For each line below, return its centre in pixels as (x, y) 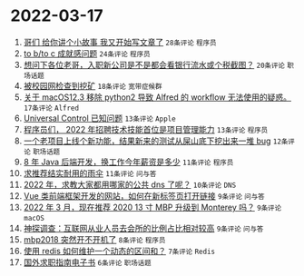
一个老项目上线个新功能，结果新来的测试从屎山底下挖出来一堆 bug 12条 (156, 141)
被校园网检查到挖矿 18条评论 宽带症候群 (93, 85)
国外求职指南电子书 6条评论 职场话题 (88, 262)
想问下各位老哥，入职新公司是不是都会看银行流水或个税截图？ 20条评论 (154, 64)
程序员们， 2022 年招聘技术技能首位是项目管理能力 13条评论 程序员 (146, 129)
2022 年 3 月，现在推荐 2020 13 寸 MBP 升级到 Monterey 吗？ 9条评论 (152, 207)
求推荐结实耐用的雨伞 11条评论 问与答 (90, 172)
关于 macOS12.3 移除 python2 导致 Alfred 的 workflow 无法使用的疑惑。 (157, 97)
